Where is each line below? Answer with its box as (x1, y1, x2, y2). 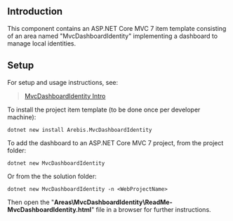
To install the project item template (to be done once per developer (7, 105, 201, 114)
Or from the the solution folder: (7, 172, 97, 180)
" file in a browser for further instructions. (91, 205, 212, 213)
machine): (7, 112, 36, 121)
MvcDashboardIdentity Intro (24, 91, 106, 100)
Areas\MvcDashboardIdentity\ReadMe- (53, 198, 173, 206)
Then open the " (7, 198, 55, 206)
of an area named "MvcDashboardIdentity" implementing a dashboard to (7, 32, 218, 40)
